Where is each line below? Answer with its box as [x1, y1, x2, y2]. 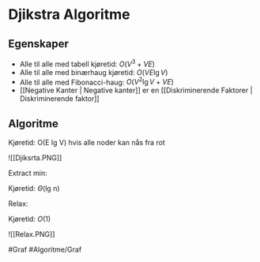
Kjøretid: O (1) [8, 215, 51, 224]
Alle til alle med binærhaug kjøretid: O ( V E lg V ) [19, 67, 168, 77]
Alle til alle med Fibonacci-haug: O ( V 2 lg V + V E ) [19, 76, 174, 87]
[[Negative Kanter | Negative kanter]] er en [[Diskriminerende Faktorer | [19, 85, 253, 95]
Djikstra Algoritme [8, 6, 130, 24]
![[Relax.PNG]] [8, 230, 55, 239]
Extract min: [8, 168, 47, 178]
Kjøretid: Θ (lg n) [8, 184, 61, 193]
